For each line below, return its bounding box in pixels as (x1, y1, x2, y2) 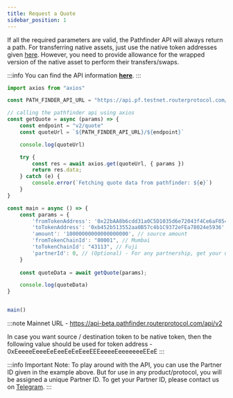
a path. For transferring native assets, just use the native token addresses (7, 43, 217, 51)
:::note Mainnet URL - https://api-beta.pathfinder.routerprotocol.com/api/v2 (7, 319, 223, 327)
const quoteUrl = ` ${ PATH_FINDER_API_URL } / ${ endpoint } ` (19, 129, 185, 136)
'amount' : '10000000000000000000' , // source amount (32, 230, 188, 237)
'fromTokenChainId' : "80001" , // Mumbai (32, 237, 150, 244)
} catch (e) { (19, 173, 60, 180)
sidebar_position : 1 (7, 17, 67, 24)
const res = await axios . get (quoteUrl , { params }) (32, 160, 185, 167)
